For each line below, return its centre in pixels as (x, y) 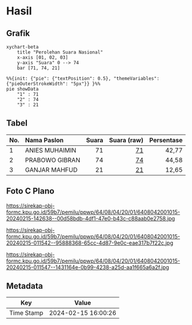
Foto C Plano (30, 191)
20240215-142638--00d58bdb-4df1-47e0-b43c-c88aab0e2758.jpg (91, 218)
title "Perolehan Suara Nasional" (60, 52)
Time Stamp (26, 313)
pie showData (22, 89)
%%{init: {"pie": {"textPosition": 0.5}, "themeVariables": (83, 79)
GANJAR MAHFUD (51, 169)
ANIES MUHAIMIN (51, 150)
